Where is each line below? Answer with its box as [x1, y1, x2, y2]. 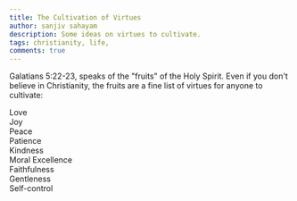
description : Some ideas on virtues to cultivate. [9, 29, 202, 38]
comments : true [9, 46, 66, 55]
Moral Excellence [9, 155, 73, 165]
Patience [9, 136, 42, 147]
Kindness [9, 145, 45, 156]
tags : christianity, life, [9, 38, 110, 47]
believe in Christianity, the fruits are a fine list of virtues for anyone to [9, 80, 263, 91]
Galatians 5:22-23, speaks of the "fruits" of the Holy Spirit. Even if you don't [9, 71, 288, 81]
